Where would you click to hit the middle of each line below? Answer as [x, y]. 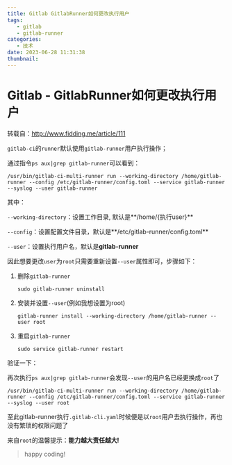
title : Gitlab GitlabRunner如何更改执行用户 [68, 14]
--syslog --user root [39, 403]
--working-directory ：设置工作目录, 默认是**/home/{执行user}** [100, 217]
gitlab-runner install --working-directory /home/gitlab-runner [112, 316]
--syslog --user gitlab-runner [52, 188]
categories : [24, 40]
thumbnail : [23, 59]
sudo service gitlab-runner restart [70, 349]
